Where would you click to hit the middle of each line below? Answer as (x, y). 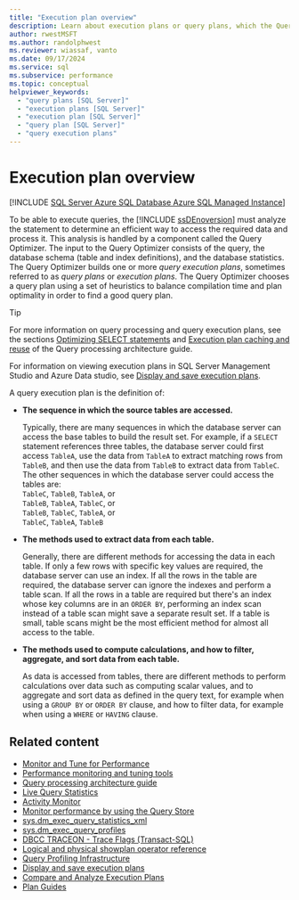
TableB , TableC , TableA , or (69, 512)
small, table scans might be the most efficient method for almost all (145, 622)
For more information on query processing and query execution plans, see (145, 330)
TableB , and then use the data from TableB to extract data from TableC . (151, 465)
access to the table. (58, 632)
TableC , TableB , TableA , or (69, 493)
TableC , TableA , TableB (63, 521)
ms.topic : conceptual (49, 84)
